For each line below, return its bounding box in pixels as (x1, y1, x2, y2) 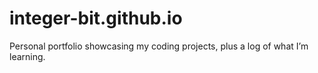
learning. (9, 50, 46, 62)
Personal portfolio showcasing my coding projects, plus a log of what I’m (9, 40, 309, 52)
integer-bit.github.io (9, 7, 183, 30)
